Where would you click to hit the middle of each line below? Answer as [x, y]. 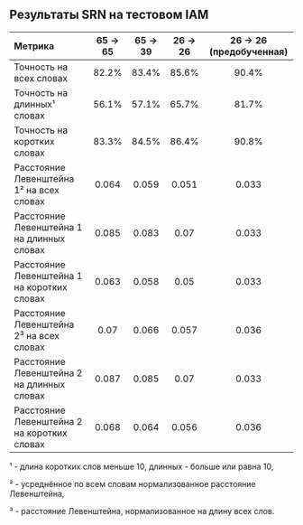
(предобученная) [248, 52]
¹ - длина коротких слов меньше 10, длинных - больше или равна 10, [142, 466]
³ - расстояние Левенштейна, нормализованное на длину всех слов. [142, 511]
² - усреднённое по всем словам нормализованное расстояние [133, 483]
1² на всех [37, 190]
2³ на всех [37, 335]
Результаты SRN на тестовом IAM [109, 15]
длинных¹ [35, 104]
